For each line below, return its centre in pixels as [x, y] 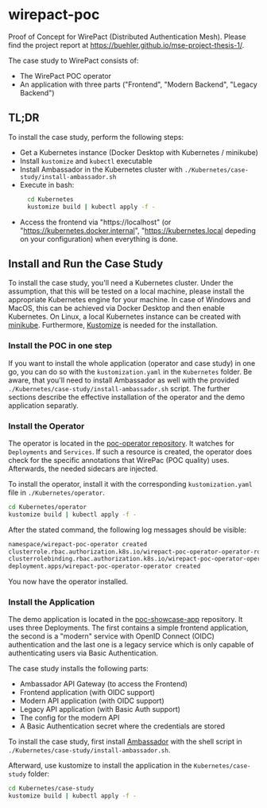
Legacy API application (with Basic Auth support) [100, 709]
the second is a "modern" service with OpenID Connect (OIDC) [111, 636]
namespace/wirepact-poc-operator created [78, 544]
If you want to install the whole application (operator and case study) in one [132, 363]
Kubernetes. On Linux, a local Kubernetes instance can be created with [124, 317]
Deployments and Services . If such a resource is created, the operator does [130, 452]
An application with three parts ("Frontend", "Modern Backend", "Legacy [139, 84]
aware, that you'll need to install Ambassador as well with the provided [124, 380]
